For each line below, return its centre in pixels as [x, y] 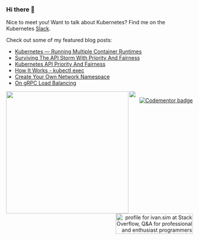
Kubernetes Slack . [28, 28]
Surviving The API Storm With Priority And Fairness [77, 58]
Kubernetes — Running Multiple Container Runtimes [78, 52]
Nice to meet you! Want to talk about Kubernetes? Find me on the [86, 23]
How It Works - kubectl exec [49, 71]
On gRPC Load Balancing [46, 83]
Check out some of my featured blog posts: [59, 40]
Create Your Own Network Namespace [62, 77]
